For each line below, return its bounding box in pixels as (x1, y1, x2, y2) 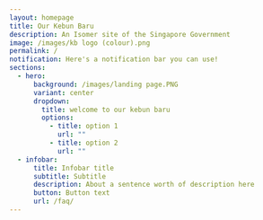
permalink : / (9, 47, 58, 56)
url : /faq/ (32, 197, 75, 207)
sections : (9, 64, 47, 73)
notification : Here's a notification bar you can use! (9, 55, 219, 64)
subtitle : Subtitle (32, 172, 106, 180)
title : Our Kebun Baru (9, 22, 94, 31)
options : (41, 113, 75, 122)
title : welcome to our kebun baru (41, 105, 171, 114)
